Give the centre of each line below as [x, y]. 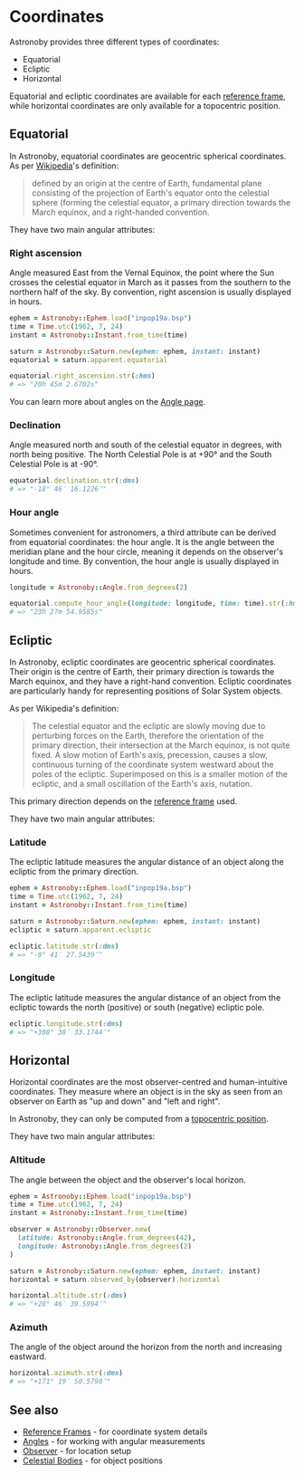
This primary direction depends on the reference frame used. [123, 801]
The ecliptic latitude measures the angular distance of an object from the [145, 997]
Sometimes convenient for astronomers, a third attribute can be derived [143, 532]
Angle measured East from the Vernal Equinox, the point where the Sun [142, 273]
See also [34, 1410]
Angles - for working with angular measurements [114, 1441]
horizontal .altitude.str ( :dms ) [68, 1296]
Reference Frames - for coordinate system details [115, 1432]
